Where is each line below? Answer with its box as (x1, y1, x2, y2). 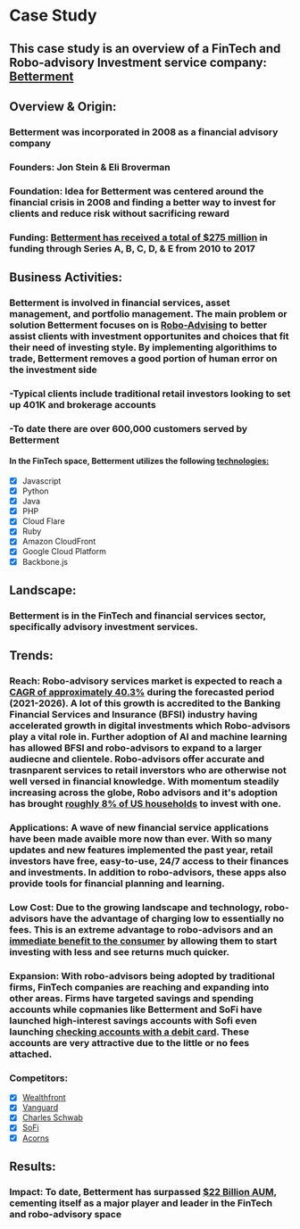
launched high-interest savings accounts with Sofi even (9, 1014, 257, 1026)
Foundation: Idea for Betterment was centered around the (9, 185, 264, 197)
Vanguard (21, 1102, 59, 1113)
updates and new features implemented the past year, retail (9, 844, 274, 857)
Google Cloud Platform (21, 546, 107, 557)
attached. (9, 1048, 53, 1060)
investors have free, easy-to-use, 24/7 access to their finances (9, 855, 289, 868)
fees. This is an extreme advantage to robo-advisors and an (9, 924, 274, 936)
